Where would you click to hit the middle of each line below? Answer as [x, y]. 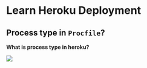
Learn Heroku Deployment [74, 11]
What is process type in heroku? [48, 47]
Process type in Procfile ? [56, 33]
